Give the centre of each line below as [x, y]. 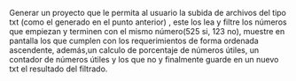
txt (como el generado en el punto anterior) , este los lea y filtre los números [148, 22]
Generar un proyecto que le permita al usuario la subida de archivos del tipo [148, 13]
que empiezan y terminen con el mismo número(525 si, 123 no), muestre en [147, 31]
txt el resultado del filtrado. [58, 69]
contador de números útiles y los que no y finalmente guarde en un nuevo [144, 59]
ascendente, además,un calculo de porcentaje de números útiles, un [134, 50]
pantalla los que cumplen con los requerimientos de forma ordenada [134, 40]
